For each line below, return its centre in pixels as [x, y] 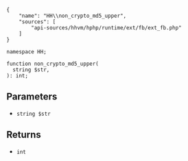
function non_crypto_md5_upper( [52, 64]
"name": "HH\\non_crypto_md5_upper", [73, 16]
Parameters [32, 97]
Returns [24, 135]
